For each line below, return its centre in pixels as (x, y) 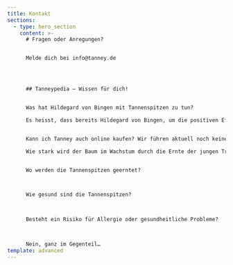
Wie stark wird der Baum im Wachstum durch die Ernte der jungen (122, 151)
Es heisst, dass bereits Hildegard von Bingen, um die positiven (122, 120)
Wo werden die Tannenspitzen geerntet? (83, 170)
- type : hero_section (45, 26)
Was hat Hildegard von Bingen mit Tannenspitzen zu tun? (110, 108)
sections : (21, 20)
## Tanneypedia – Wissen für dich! (77, 89)
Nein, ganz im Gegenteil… (63, 244)
